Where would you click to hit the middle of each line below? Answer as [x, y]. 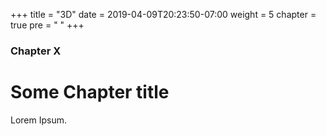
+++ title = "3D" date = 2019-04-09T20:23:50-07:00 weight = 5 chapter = [163, 14]
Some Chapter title [90, 92]
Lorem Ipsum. [39, 120]
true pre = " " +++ [47, 25]
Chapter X [36, 51]
